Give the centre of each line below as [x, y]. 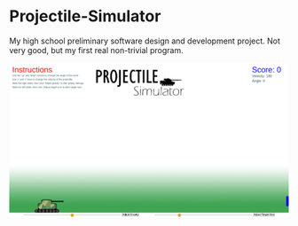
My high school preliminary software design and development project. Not [145, 41]
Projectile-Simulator [85, 16]
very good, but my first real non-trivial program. [96, 50]
